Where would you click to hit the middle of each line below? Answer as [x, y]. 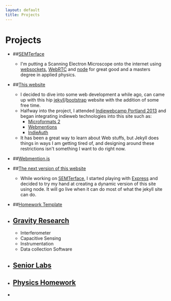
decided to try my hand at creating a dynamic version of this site [88, 184]
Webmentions [42, 127]
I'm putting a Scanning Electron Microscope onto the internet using [91, 64]
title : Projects [22, 15]
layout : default [22, 10]
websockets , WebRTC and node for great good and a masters [85, 69]
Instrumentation [37, 244]
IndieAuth [38, 133]
